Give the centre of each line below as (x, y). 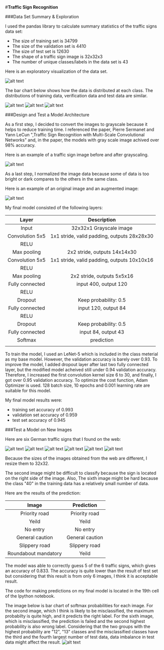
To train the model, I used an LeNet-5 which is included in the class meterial (82, 354)
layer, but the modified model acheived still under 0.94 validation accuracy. (81, 370)
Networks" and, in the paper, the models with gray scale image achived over (82, 140)
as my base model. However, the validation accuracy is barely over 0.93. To (81, 359)
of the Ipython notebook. (30, 596)
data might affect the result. (33, 642)
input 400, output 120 (102, 284)
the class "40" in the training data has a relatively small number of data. (77, 483)
